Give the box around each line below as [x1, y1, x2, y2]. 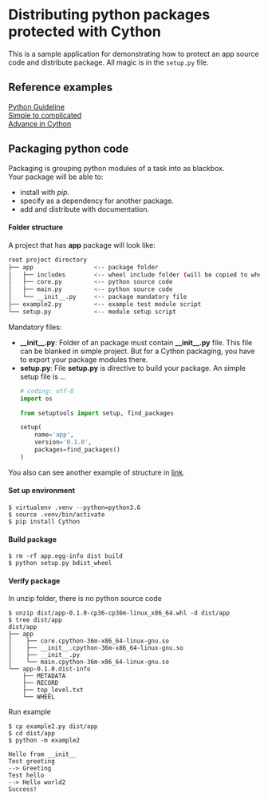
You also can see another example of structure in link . [8, 468, 185, 477]
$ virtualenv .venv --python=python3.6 [8, 503, 141, 511]
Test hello [8, 771, 45, 780]
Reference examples [8, 81, 113, 94]
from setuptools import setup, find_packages [19, 409, 174, 417]
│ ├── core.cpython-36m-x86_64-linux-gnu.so [8, 637, 170, 645]
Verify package [8, 575, 61, 585]
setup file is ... [19, 372, 66, 381]
